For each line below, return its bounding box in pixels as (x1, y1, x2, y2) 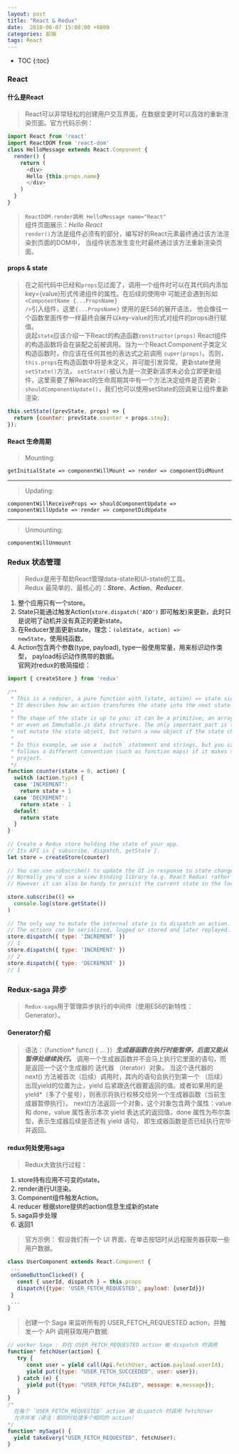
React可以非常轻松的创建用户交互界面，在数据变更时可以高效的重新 (24, 110, 223, 118)
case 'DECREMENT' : (14, 794, 69, 801)
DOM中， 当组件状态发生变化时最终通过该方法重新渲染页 (55, 238, 223, 246)
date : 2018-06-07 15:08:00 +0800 (7, 23, 110, 31)
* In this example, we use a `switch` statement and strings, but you (10, 741, 224, 748)
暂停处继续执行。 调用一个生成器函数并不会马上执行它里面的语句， (24, 1055, 221, 1063)
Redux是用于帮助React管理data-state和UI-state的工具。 (24, 574, 189, 584)
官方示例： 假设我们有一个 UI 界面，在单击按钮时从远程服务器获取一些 (24, 1236, 230, 1244)
